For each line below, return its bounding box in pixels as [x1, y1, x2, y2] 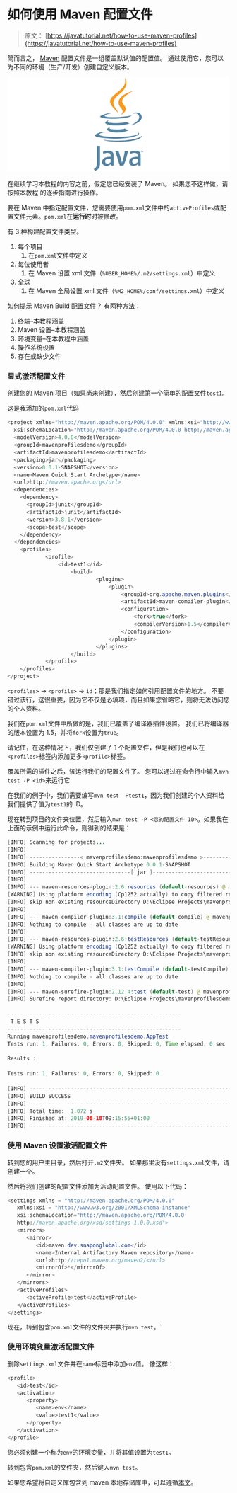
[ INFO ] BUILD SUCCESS [7, 1092, 71, 1099]
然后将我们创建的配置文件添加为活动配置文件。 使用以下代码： [7, 1182, 188, 1190]
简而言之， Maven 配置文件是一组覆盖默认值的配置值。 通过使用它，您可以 [7, 54, 224, 62]
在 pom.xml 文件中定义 [28, 251, 88, 260]
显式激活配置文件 [7, 372, 66, 382]
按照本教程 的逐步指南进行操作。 [7, 188, 102, 197]
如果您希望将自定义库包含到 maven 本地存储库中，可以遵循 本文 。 [7, 1477, 197, 1487]
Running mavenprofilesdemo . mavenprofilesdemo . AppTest [7, 1033, 169, 1040]
